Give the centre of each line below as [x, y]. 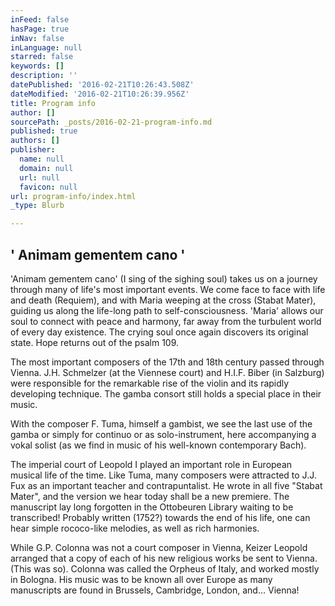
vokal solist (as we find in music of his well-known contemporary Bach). [158, 445]
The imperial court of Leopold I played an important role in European [151, 464]
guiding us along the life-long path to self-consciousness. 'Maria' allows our [167, 310]
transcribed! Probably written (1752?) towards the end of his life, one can [160, 517]
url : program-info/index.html [73, 196]
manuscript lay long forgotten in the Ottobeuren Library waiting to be [152, 507]
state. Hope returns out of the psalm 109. [95, 342]
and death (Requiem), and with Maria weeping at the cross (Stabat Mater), [163, 300]
